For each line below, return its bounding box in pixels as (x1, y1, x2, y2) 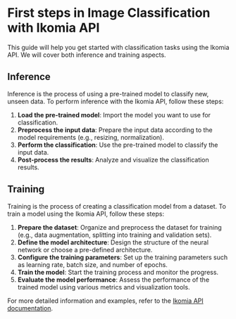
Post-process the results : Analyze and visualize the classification (17, 155, 209, 164)
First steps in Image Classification (7, 5, 211, 21)
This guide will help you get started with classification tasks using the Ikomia (7, 43, 230, 51)
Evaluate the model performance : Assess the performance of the (17, 275, 210, 284)
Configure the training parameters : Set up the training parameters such (17, 253, 228, 261)
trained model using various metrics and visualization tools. (17, 282, 190, 291)
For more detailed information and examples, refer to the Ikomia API (7, 297, 204, 305)
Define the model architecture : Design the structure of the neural (17, 237, 209, 247)
